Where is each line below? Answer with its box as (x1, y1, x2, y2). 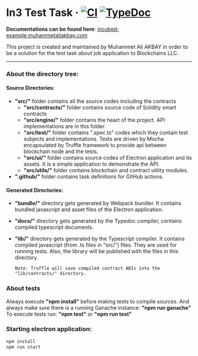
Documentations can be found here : (6, 25, 96, 33)
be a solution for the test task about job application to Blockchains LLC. (6, 49, 179, 56)
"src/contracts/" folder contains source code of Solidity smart (23, 104, 177, 111)
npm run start (6, 344, 41, 350)
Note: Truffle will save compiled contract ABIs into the (14, 266, 160, 271)
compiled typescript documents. (14, 224, 94, 231)
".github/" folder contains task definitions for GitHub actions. (14, 173, 164, 180)
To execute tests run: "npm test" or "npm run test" (6, 310, 132, 318)
